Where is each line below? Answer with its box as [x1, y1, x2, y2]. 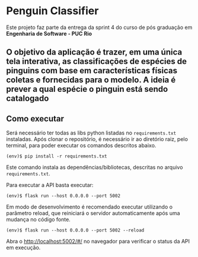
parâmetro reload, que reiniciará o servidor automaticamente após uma [6, 210, 180, 217]
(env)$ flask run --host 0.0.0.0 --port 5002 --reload [6, 227, 145, 233]
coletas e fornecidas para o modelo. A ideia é [6, 75, 176, 85]
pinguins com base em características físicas [6, 66, 178, 76]
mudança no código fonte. [6, 216, 71, 223]
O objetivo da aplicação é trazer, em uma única [6, 47, 183, 57]
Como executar [6, 114, 64, 124]
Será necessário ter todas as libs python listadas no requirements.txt [6, 129, 177, 137]
